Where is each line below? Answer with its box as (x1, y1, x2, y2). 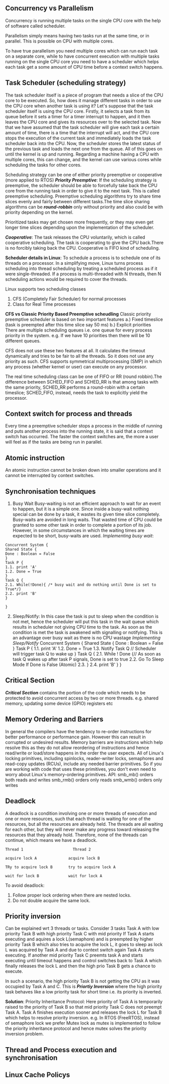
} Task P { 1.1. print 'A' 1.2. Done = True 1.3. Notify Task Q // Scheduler (12, 645, 156, 651)
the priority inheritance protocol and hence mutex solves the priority (5, 1025, 147, 1031)
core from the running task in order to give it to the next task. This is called (5, 187, 160, 194)
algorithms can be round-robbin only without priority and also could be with (5, 204, 163, 210)
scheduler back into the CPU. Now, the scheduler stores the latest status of (5, 140, 161, 146)
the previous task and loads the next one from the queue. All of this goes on (5, 146, 162, 152)
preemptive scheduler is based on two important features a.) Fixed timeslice (5, 316, 163, 322)
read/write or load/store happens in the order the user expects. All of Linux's (5, 750, 164, 756)
